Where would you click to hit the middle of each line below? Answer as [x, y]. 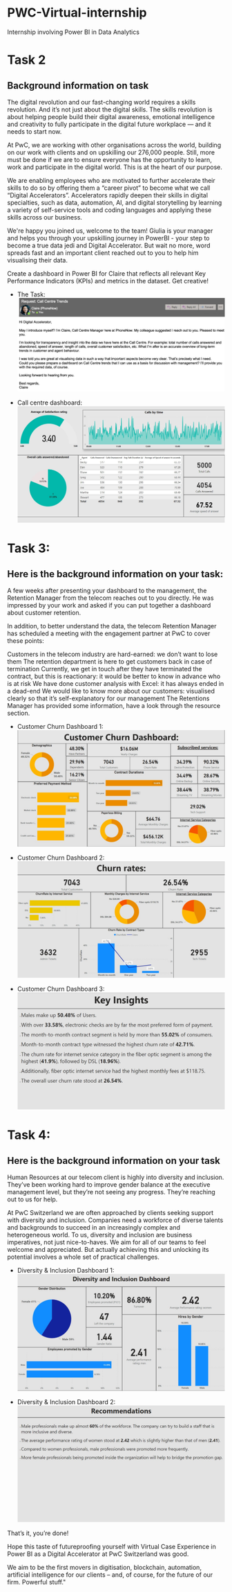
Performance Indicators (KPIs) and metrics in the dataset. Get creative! [108, 281]
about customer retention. [44, 613]
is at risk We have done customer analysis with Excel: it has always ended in [116, 684]
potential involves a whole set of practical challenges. [84, 1257]
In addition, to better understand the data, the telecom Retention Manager [112, 626]
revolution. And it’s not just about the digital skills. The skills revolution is [110, 109]
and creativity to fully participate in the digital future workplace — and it [109, 124]
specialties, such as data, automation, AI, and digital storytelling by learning [115, 202]
